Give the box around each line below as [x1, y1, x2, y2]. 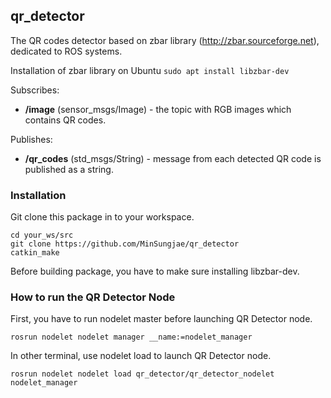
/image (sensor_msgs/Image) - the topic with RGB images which [24, 103, 292, 115]
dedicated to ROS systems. [10, 45, 123, 57]
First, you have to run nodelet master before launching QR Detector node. [10, 313, 313, 325]
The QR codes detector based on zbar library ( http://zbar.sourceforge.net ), [10, 34, 320, 46]
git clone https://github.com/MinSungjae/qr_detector [10, 239, 240, 249]
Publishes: [10, 133, 53, 145]
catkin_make [10, 248, 60, 258]
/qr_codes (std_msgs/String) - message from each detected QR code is [24, 152, 322, 164]
